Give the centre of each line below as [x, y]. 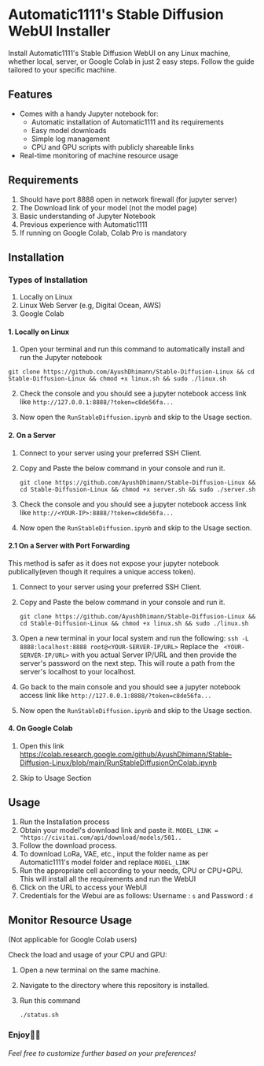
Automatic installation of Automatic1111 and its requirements [127, 122]
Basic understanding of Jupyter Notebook [87, 216]
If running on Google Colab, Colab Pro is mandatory [103, 232]
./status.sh [39, 1015]
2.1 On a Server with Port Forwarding [69, 546]
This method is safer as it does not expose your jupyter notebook [114, 563]
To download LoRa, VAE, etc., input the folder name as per [114, 853]
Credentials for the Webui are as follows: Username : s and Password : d [136, 895]
